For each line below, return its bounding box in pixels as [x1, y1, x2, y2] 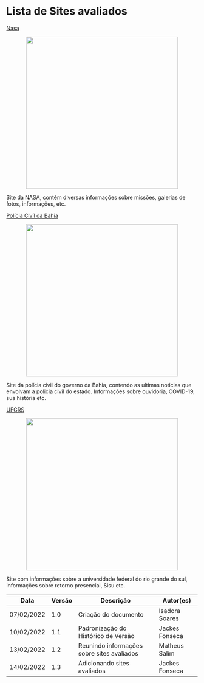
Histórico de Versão [78, 631, 135, 640]
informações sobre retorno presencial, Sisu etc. [6, 581, 126, 589]
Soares [158, 614, 179, 622]
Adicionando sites [78, 659, 129, 667]
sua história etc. [6, 394, 47, 401]
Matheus [158, 641, 184, 650]
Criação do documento [78, 610, 144, 618]
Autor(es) [162, 596, 191, 604]
